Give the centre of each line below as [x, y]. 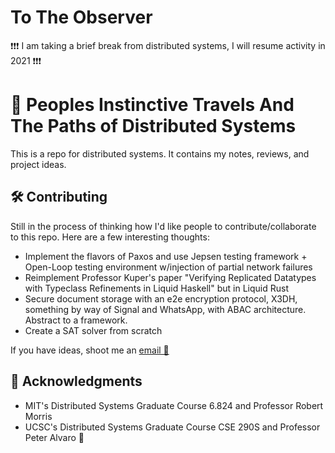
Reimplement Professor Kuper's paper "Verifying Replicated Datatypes [170, 277]
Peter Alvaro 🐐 [54, 437]
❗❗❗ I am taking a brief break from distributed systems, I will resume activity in [168, 45]
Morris [38, 416]
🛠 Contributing [59, 197]
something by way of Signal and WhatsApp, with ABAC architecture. [165, 309]
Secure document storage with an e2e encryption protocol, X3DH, [161, 298]
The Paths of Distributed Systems [153, 126]
